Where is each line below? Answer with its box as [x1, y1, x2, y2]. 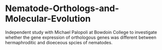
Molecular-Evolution [5, 13, 91, 24]
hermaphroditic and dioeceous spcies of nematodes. [5, 39, 113, 45]
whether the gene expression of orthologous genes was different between [5, 34, 157, 40]
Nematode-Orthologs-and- [5, 3, 120, 14]
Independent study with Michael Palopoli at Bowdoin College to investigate [5, 29, 157, 35]
